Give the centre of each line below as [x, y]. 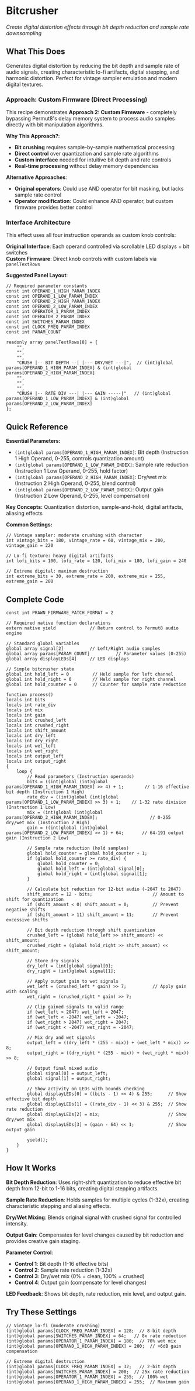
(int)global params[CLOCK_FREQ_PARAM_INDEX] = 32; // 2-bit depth [91, 1366]
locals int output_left [35, 756]
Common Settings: [29, 525]
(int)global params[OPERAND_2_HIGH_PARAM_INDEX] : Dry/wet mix [90, 477]
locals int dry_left [31, 735]
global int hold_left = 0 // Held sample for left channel [90, 674]
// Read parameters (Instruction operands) [81, 776]
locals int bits [26, 700]
